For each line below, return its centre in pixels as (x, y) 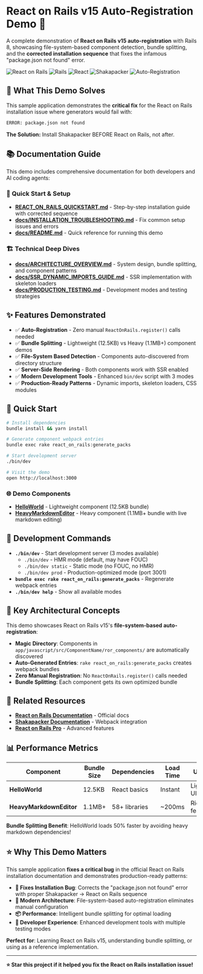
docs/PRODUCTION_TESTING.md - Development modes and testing (101, 290)
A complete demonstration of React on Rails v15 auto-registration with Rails (101, 41)
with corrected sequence (46, 213)
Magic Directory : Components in (56, 643)
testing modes (33, 929)
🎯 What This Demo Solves (56, 91)
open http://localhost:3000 (42, 478)
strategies (27, 296)
